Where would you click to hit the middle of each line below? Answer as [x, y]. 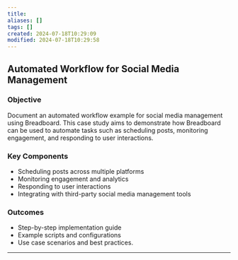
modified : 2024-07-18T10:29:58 [53, 40]
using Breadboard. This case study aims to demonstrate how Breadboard [114, 123]
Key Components [38, 156]
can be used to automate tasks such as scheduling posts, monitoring [108, 130]
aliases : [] [25, 20]
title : [17, 14]
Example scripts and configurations [69, 235]
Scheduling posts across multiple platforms [81, 172]
